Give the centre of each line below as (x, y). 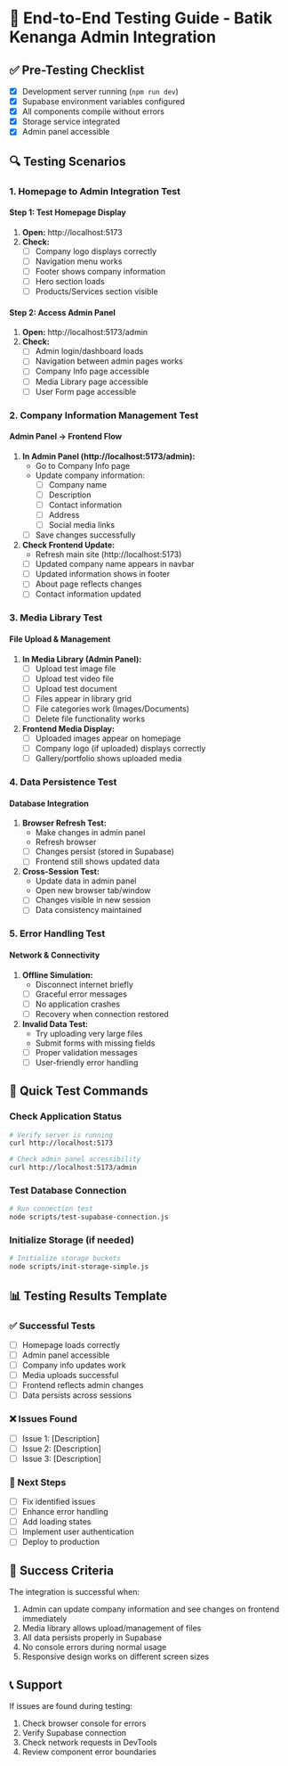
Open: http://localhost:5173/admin (85, 333)
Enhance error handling (65, 1512)
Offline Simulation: (57, 974)
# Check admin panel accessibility (75, 1159)
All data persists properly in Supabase (92, 1638)
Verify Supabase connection (74, 1732)
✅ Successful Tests (52, 1326)
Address (64, 514)
